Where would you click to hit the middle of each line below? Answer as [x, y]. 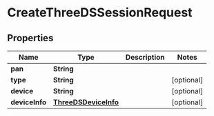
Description [145, 57]
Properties [30, 38]
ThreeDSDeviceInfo [86, 102]
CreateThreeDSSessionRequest [100, 13]
